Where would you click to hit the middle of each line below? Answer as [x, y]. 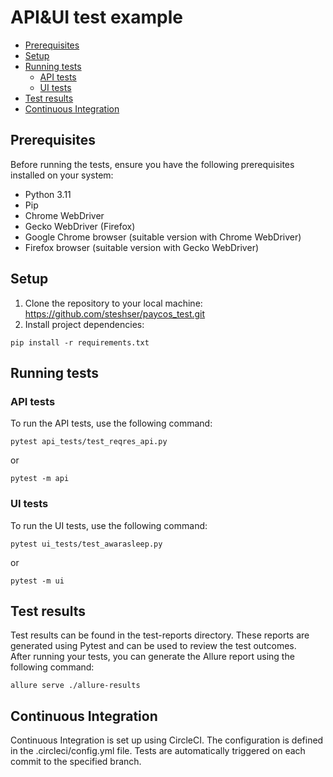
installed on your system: [62, 175]
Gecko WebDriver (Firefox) [80, 226]
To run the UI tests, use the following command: [109, 525]
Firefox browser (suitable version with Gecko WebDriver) [142, 247]
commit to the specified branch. [76, 762]
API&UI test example [96, 17]
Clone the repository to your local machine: [113, 303]
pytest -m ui [37, 581]
